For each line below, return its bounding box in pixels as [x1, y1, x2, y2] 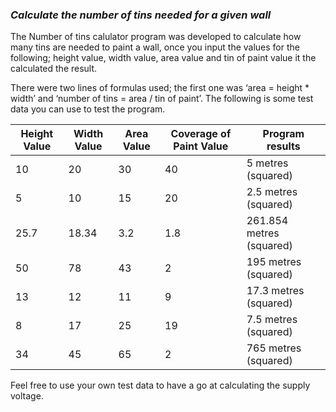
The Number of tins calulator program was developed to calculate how [10, 31, 302, 43]
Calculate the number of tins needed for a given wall [10, 8, 272, 22]
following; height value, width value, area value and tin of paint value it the [10, 52, 317, 64]
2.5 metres [246, 185, 298, 199]
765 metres [246, 341, 302, 355]
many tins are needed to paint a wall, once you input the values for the [10, 41, 300, 53]
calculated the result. [10, 63, 98, 75]
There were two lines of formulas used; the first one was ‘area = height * [10, 82, 310, 94]
